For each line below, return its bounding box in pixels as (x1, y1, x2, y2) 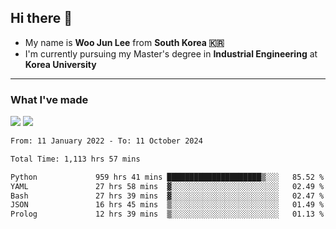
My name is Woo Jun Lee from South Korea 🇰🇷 (24, 36, 225, 48)
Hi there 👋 (10, 10, 73, 27)
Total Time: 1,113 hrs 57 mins (10, 154, 141, 164)
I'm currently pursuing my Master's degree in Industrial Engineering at (24, 47, 318, 60)
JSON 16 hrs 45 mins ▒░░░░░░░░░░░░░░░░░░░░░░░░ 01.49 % (10, 200, 325, 210)
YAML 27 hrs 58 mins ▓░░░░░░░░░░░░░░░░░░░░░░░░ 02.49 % (10, 181, 325, 191)
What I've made (10, 92, 89, 106)
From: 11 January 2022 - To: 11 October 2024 (10, 136, 203, 146)
